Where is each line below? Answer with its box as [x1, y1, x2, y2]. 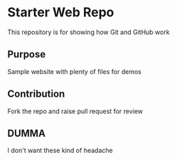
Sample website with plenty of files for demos [7, 67, 142, 75]
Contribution [7, 88, 65, 100]
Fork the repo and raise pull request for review [7, 107, 144, 115]
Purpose [7, 48, 46, 60]
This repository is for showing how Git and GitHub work [7, 28, 170, 36]
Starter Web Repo [7, 4, 114, 21]
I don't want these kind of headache [7, 146, 113, 155]
